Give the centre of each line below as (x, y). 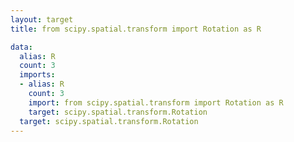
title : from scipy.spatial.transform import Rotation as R (136, 29)
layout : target (42, 19)
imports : (37, 75)
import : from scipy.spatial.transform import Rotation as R (156, 102)
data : (21, 47)
